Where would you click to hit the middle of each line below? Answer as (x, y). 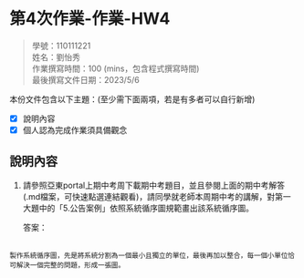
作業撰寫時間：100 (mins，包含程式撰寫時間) (115, 68)
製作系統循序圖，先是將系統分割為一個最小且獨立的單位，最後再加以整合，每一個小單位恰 (152, 255)
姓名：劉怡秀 (56, 57)
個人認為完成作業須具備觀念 (75, 130)
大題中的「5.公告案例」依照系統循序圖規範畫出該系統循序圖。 (138, 208)
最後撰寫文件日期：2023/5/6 (85, 79)
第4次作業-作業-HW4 (90, 19)
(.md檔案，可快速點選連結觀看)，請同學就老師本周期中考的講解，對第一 (157, 196)
